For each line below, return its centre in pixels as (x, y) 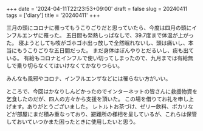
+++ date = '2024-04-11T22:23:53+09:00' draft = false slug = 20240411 (97, 9)
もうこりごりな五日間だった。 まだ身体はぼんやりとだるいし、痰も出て (105, 50)
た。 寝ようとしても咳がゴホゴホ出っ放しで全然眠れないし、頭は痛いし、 (97, 43)
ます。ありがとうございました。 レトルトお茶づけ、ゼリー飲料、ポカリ (100, 106)
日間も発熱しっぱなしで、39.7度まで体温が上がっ (133, 35)
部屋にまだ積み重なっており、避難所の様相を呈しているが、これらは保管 (107, 114)
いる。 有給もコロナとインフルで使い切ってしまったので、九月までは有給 (97, 58)
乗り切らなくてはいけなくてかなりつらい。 (70, 65)
